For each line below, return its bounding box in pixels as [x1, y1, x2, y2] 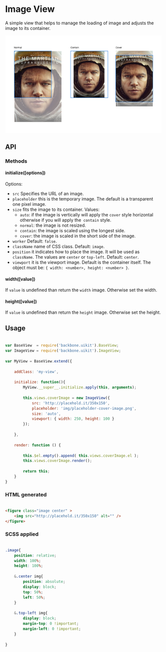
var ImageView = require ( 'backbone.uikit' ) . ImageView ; [5, 348, 121, 354]
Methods [5, 158, 27, 165]
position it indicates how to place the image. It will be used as [12, 249, 140, 255]
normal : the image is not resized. [19, 222, 86, 228]
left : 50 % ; [23, 595, 46, 600]
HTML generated [5, 491, 47, 498]
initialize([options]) [5, 170, 46, 176]
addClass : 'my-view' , [14, 369, 59, 374]
